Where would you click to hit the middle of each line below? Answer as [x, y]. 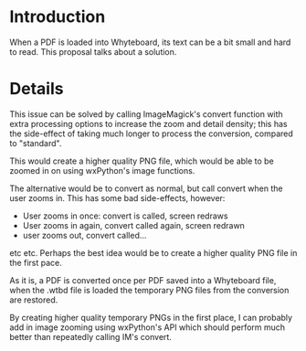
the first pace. [36, 262]
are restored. [34, 300]
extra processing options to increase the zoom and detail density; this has [148, 123]
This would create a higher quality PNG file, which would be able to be [142, 161]
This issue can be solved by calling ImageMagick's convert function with [146, 114]
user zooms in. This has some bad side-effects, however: [117, 197]
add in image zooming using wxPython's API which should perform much [148, 327]
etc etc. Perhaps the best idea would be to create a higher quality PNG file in [153, 252]
